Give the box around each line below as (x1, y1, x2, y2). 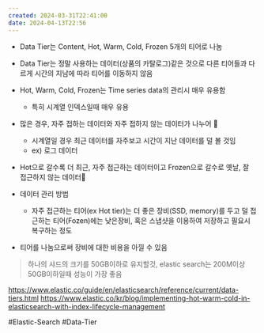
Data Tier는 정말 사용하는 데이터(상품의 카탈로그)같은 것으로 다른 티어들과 (19, 59, 247, 68)
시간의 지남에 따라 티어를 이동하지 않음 (34, 68, 153, 78)
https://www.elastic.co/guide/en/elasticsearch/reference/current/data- (8, 285, 239, 294)
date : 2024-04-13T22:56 (8, 19, 87, 27)
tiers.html (8, 293, 40, 303)
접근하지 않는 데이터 (19, 172, 86, 182)
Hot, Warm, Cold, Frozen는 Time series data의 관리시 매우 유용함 (19, 85, 226, 95)
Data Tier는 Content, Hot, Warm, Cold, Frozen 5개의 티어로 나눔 (19, 41, 223, 51)
